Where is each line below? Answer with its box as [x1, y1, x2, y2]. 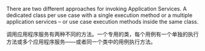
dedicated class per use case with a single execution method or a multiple [6, 12, 193, 19]
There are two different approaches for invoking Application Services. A [6, 5, 187, 12]
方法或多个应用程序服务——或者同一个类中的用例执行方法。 [6, 38, 156, 45]
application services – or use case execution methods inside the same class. [6, 18, 199, 25]
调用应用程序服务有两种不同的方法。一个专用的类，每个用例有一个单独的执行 [6, 30, 199, 38]
